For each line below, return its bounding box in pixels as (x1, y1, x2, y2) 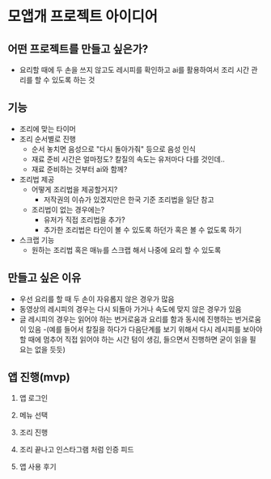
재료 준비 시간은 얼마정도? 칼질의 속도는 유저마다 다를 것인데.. (31, 154, 226, 164)
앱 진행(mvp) (7, 371, 70, 384)
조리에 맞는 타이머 (19, 124, 76, 133)
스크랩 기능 (19, 235, 55, 245)
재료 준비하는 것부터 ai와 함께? (31, 164, 128, 174)
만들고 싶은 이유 (7, 271, 82, 285)
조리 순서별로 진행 (19, 134, 76, 144)
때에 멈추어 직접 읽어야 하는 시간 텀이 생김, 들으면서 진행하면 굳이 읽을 (28, 334, 248, 344)
